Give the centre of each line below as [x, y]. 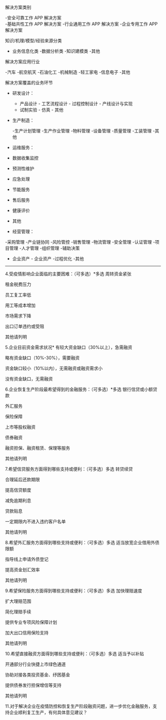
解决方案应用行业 [22, 62]
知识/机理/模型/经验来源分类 [34, 41]
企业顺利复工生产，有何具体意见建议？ [48, 712]
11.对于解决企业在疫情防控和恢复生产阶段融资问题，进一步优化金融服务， [79, 706]
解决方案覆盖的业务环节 [29, 83]
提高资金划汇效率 [22, 570]
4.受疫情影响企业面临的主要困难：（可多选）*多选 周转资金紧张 [68, 274]
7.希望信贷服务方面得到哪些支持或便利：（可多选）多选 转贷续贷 [69, 469]
